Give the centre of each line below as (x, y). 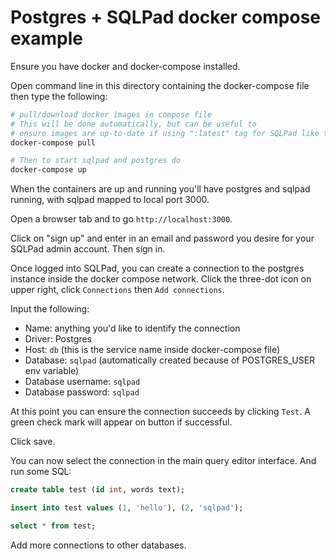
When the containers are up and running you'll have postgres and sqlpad (160, 189)
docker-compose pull (53, 142)
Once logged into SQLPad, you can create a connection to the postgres (157, 268)
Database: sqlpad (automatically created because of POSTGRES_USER (170, 360)
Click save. (33, 442)
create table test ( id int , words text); (98, 490)
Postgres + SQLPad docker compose (166, 17)
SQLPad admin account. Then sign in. (88, 249)
